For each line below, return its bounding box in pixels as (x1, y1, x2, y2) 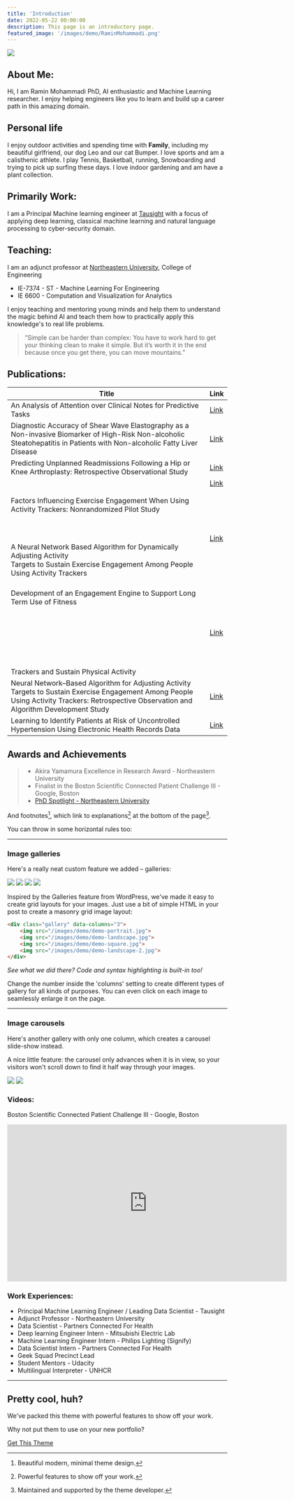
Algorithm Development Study (10, 705, 110, 715)
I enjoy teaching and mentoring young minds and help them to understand (7, 305, 221, 313)
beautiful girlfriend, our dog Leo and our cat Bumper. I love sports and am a (7, 148, 225, 156)
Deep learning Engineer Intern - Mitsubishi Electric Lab (17, 1329, 176, 1338)
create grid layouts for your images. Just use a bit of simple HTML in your (7, 900, 219, 909)
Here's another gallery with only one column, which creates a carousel (7, 1034, 211, 1043)
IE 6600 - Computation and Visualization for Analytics (17, 291, 172, 300)
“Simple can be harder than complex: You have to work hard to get (24, 333, 216, 342)
